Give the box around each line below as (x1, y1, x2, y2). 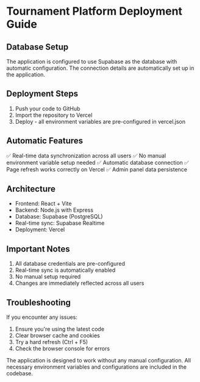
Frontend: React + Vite (15, 200, 72, 208)
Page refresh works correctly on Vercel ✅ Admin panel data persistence (6, 165, 188, 173)
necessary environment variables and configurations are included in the (6, 363, 187, 371)
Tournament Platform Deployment (6, 4, 183, 18)
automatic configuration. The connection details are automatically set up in (6, 64, 195, 72)
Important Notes (6, 244, 70, 254)
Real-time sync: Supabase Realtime (15, 219, 105, 227)
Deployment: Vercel (15, 226, 65, 233)
